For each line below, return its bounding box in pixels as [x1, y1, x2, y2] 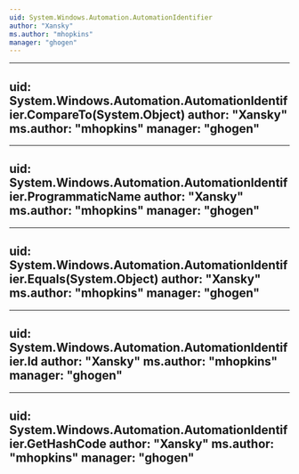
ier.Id [9, 354, 38, 370]
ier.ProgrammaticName [9, 189, 141, 205]
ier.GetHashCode [9, 436, 107, 451]
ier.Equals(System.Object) [9, 272, 159, 287]
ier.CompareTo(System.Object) [9, 107, 185, 122]
